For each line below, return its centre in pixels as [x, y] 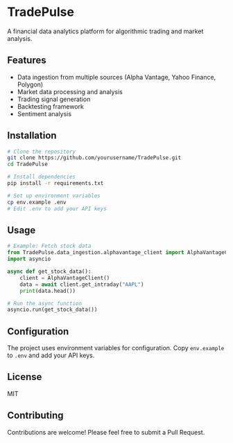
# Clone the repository [42, 152]
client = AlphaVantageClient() [65, 278]
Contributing [35, 416]
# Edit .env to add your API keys [57, 208]
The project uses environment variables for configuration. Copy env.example [116, 348]
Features [27, 61]
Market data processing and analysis [70, 91]
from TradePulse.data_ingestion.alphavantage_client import [96, 253]
